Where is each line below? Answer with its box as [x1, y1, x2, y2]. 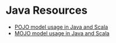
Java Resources [5, 4, 88, 17]
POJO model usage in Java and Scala [14, 23, 108, 30]
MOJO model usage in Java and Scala [14, 29, 110, 36]
